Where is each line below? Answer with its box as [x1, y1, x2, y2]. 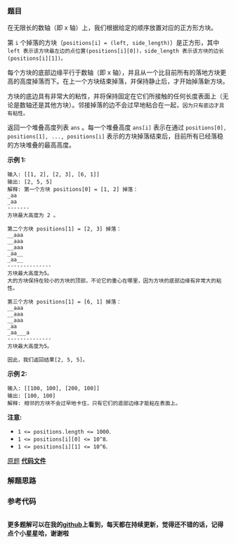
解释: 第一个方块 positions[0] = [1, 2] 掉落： [7, 186, 138, 193]
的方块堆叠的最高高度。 [7, 141, 75, 149]
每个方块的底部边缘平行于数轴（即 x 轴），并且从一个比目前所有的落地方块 [7, 68, 221, 77]
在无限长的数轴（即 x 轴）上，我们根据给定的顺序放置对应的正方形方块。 [7, 23, 218, 32]
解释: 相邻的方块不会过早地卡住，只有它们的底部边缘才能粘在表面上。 [7, 400, 181, 407]
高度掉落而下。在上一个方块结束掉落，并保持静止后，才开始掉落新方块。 [19, 77, 229, 86]
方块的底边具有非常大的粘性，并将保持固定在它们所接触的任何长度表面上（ [7, 92, 223, 101]
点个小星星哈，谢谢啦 [7, 529, 69, 537]
